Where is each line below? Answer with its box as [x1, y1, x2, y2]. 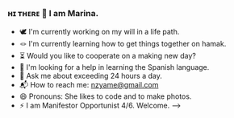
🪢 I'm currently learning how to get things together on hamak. [19, 39, 227, 49]
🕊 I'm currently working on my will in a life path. [19, 27, 180, 37]
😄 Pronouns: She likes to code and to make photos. [19, 92, 192, 101]
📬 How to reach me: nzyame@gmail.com [19, 80, 159, 90]
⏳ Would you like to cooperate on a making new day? [19, 51, 197, 61]
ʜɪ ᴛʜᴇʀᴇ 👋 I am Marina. [7, 7, 98, 18]
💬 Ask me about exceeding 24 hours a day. [19, 71, 162, 81]
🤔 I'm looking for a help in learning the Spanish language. [19, 63, 210, 72]
